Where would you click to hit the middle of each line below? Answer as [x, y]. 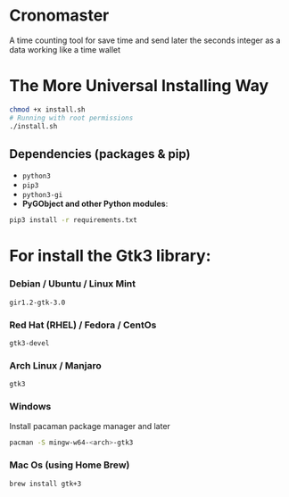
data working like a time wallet [65, 49]
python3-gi [42, 195]
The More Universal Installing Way [139, 86]
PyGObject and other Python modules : [95, 204]
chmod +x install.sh [48, 109]
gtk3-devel [29, 343]
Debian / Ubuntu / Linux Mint [73, 284]
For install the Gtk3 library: [110, 256]
